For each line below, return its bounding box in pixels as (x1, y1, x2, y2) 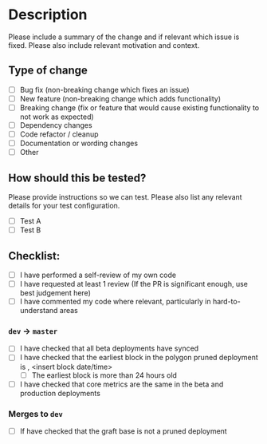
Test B (19, 225, 41, 235)
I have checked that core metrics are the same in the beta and (19, 379, 224, 389)
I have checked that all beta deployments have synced (19, 343, 199, 353)
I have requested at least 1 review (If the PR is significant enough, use (19, 279, 249, 288)
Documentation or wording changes (19, 138, 138, 149)
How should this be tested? (8, 171, 147, 184)
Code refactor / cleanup (19, 129, 99, 139)
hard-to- (212, 297, 241, 307)
